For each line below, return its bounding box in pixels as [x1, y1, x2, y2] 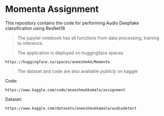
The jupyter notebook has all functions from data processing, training [17, 35, 160, 41]
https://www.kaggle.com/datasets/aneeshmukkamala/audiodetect [5, 106, 137, 111]
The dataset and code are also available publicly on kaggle [17, 68, 138, 74]
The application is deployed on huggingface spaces [17, 50, 124, 56]
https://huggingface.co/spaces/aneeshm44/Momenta [5, 59, 110, 64]
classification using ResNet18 [5, 25, 66, 31]
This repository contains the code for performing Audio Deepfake [5, 20, 139, 26]
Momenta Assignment [5, 3, 99, 15]
